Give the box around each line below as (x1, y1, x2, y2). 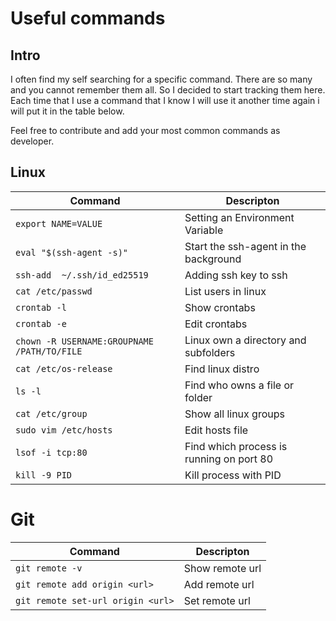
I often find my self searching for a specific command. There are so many (10, 73, 313, 85)
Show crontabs (184, 300, 256, 314)
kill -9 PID (15, 469, 73, 481)
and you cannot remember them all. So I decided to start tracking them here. (10, 84, 326, 96)
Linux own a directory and (184, 333, 307, 347)
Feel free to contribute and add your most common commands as (10, 125, 281, 136)
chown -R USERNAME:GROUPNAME (15, 335, 154, 347)
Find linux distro (184, 362, 260, 376)
